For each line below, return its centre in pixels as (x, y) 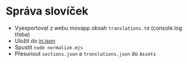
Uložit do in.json (35, 41)
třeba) (22, 34)
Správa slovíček (47, 11)
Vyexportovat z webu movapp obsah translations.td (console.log (98, 28)
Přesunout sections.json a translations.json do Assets (85, 53)
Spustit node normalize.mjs (49, 47)
